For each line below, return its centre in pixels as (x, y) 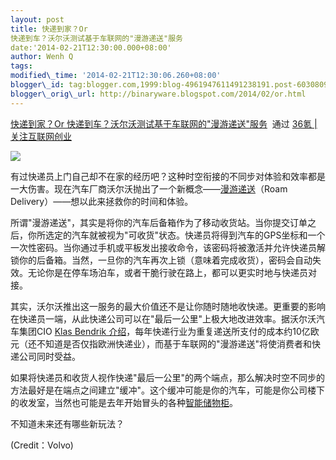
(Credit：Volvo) (42, 445)
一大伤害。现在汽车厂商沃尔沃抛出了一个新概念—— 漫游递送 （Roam (149, 188)
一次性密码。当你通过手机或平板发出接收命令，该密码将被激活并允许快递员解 (168, 247)
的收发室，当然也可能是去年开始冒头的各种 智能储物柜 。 (124, 402)
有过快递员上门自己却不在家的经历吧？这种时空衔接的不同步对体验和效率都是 (168, 176)
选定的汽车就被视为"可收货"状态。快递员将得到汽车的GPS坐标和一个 (185, 235)
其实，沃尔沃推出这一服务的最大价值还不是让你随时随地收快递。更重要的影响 (168, 306)
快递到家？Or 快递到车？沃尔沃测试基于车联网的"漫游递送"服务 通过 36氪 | (164, 123)
